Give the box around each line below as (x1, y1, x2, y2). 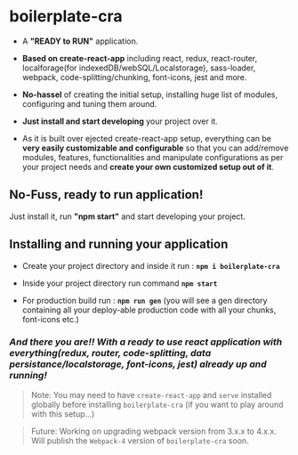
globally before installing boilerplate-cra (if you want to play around (30, 399, 284, 410)
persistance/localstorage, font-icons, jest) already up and (9, 358, 267, 370)
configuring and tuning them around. (21, 98, 157, 109)
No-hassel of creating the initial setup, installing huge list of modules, (21, 89, 278, 100)
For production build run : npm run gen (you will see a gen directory (21, 295, 268, 305)
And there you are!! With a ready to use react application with (9, 336, 283, 348)
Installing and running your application (9, 237, 229, 252)
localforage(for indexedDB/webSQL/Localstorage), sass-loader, (21, 62, 256, 73)
